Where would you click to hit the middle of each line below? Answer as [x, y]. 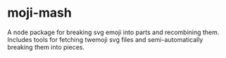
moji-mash [39, 13]
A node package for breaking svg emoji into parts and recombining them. [113, 32]
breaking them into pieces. [46, 47]
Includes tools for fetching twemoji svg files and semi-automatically [105, 39]
